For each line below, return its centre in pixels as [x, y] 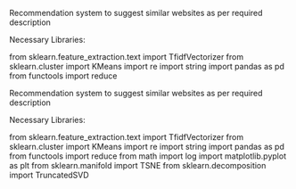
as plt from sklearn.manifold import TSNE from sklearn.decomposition [138, 165]
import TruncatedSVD [49, 175]
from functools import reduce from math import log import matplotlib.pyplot [148, 156]
